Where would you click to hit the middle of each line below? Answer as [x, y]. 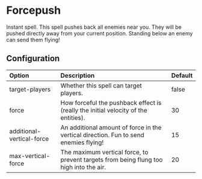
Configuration [33, 58]
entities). [73, 117]
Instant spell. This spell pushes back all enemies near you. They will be [94, 27]
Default [182, 75]
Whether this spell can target [101, 86]
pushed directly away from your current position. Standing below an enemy [100, 33]
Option [19, 75]
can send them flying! [33, 40]
